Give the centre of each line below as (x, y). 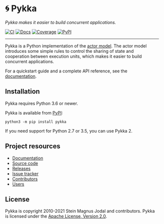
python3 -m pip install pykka (36, 122)
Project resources (33, 146)
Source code (25, 163)
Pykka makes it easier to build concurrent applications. (61, 22)
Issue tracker (25, 174)
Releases (21, 168)
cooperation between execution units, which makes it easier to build (73, 56)
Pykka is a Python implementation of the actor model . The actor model (76, 46)
